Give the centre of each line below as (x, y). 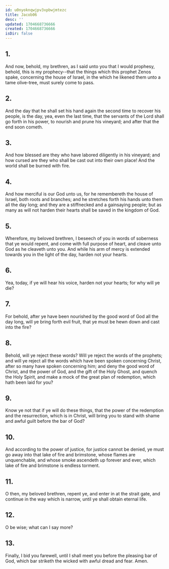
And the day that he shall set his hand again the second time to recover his (83, 111)
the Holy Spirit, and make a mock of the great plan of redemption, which (80, 377)
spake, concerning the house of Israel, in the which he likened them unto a (83, 77)
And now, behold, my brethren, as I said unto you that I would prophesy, (80, 66)
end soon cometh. (24, 127)
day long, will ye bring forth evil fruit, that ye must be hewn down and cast (82, 322)
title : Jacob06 (21, 15)
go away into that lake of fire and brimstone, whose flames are (70, 455)
